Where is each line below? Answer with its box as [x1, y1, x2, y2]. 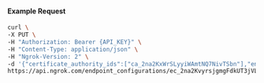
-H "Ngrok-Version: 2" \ [7, 52, 89, 60]
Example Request [7, 6, 66, 16]
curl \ [7, 23, 29, 31]
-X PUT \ [7, 31, 36, 39]
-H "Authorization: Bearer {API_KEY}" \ [7, 38, 143, 46]
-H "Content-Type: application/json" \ [7, 45, 139, 53]
